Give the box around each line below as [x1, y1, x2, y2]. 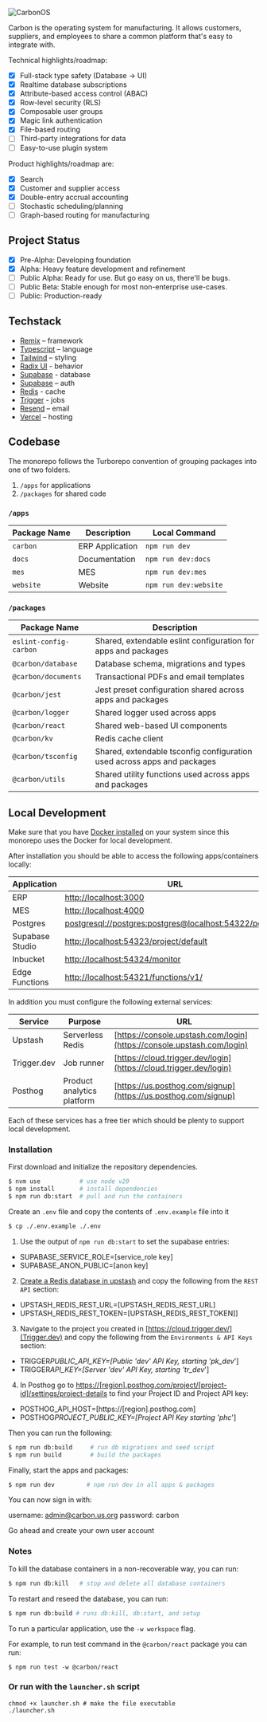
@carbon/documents [12, 672, 82, 682]
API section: [19, 1284, 60, 1294]
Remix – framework [19, 336, 83, 345]
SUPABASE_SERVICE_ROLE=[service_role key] [19, 1252, 173, 1261]
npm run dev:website [145, 580, 223, 589]
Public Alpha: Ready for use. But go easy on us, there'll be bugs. [19, 273, 230, 282]
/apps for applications [19, 480, 91, 489]
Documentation [78, 553, 136, 564]
